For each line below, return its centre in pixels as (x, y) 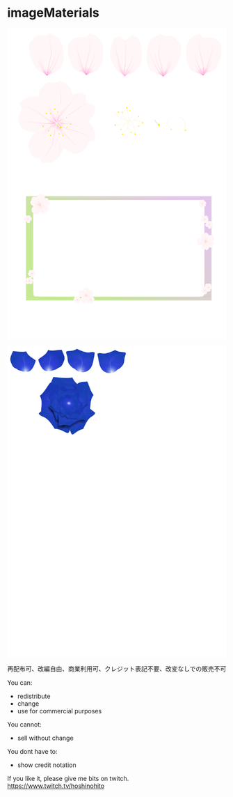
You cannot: (24, 724)
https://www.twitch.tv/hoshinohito (56, 786)
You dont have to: (32, 751)
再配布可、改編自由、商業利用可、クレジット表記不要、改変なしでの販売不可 (117, 668)
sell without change (46, 738)
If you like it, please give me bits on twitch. (68, 778)
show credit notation (47, 765)
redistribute (34, 696)
